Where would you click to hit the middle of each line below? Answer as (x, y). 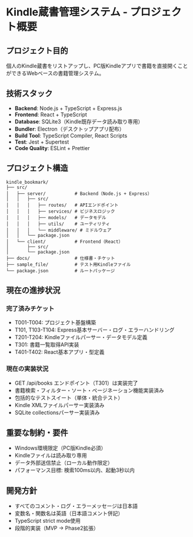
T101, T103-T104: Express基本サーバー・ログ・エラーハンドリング (94, 330)
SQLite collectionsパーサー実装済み (57, 412)
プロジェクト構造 (37, 168)
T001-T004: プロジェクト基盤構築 (55, 323)
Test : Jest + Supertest (42, 142)
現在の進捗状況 (33, 290)
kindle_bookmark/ (27, 182)
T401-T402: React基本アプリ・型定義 (59, 352)
